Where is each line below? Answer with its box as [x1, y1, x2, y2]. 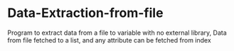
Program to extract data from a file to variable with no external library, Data [7, 28, 228, 37]
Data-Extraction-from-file [7, 5, 164, 21]
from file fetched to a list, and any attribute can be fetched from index [7, 35, 211, 44]
